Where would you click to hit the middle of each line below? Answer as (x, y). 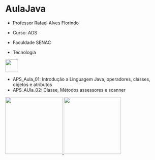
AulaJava (26, 9)
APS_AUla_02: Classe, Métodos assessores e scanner (69, 90)
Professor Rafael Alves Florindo (45, 23)
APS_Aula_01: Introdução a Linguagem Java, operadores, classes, (82, 79)
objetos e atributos (32, 85)
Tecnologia (24, 52)
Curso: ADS (25, 32)
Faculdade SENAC (32, 42)
